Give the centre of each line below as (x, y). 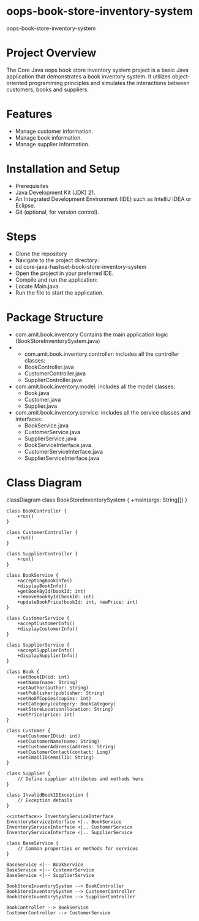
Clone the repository (41, 254)
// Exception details (45, 800)
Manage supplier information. (52, 144)
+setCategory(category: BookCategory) (67, 704)
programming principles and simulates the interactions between (109, 83)
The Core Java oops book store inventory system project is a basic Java (97, 70)
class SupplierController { (42, 554)
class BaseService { (33, 843)
